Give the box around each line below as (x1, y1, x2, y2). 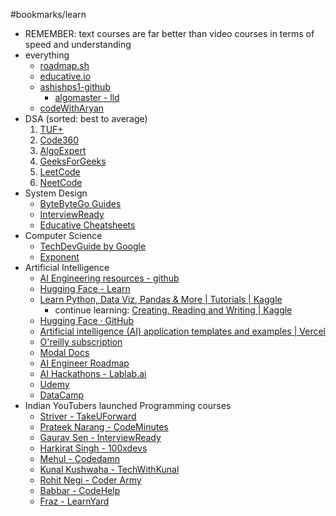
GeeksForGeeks (39, 155, 107, 167)
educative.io (39, 70, 92, 82)
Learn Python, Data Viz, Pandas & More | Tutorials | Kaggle (39, 294, 283, 305)
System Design (24, 187, 88, 199)
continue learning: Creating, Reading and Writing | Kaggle (54, 304, 293, 316)
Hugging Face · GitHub (39, 315, 135, 326)
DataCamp (39, 389, 84, 401)
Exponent (39, 251, 80, 263)
